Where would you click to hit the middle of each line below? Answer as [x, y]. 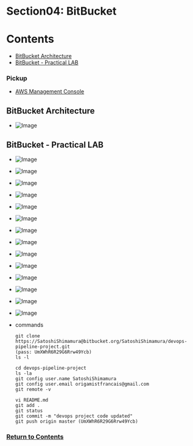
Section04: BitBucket [61, 11]
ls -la [23, 373]
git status [29, 411]
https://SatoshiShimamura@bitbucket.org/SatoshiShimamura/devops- [101, 342]
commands [29, 325]
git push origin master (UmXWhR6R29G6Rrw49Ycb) [76, 422]
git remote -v [33, 390]
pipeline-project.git [42, 347]
